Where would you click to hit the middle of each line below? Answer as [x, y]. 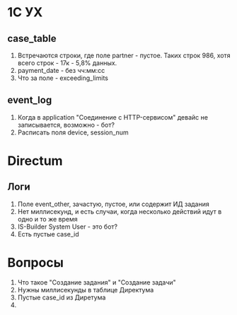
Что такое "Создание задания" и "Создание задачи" [97, 282]
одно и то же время [47, 219]
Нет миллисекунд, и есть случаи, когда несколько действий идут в [120, 211]
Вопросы [35, 263]
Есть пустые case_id [48, 234]
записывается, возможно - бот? [66, 125]
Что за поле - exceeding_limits [63, 78]
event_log [30, 100]
